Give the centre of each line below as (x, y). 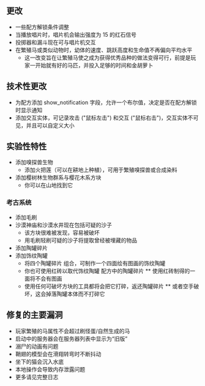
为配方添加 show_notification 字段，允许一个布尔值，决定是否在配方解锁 (106, 102)
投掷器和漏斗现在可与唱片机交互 (55, 42)
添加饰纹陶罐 (31, 255)
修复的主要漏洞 (35, 315)
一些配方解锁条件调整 (42, 27)
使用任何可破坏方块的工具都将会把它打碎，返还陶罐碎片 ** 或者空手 (109, 286)
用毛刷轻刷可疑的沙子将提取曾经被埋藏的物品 (81, 240)
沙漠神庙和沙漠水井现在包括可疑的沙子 (63, 225)
